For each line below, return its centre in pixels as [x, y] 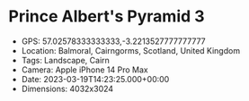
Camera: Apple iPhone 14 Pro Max [85, 70]
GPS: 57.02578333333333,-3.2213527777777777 [113, 41]
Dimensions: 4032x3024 [67, 88]
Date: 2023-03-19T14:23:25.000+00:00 [95, 79]
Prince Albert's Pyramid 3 [107, 17]
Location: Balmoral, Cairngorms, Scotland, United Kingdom [130, 50]
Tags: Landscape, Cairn [65, 60]
